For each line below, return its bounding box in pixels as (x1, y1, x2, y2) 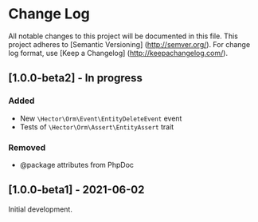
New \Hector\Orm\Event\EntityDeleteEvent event (19, 113, 182, 123)
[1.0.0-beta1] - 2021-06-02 (8, 183, 145, 196)
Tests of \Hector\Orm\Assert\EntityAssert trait (19, 121, 174, 132)
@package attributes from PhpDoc (19, 160, 134, 169)
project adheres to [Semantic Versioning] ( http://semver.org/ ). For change (8, 39, 251, 49)
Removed (8, 141, 46, 153)
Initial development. (8, 204, 73, 214)
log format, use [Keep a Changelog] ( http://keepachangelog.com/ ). (8, 48, 229, 57)
